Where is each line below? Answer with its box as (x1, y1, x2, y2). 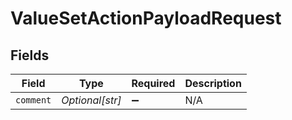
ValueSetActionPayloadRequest (10, 7, 282, 30)
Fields (10, 47, 50, 64)
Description (184, 77, 242, 90)
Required (131, 77, 176, 90)
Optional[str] (61, 93, 122, 107)
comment (15, 95, 52, 106)
